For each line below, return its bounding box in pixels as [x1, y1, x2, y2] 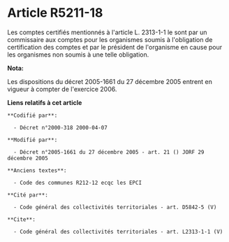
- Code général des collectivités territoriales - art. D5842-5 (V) [13, 204, 217, 211]
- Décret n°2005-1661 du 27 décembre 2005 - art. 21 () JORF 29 [13, 148, 205, 155]
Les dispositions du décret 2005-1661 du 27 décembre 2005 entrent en [7, 77, 213, 85]
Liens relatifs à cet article [7, 98, 82, 106]
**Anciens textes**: [7, 166, 68, 174]
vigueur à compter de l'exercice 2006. [7, 85, 117, 93]
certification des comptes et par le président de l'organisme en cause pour [7, 43, 223, 51]
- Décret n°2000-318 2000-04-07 [13, 124, 108, 131]
